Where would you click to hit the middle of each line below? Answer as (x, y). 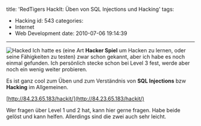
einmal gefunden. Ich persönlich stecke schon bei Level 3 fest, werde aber (98, 63)
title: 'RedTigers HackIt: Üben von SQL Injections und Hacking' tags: (90, 9)
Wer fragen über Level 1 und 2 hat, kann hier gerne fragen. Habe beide (93, 110)
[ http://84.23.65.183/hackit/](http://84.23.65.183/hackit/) (75, 99)
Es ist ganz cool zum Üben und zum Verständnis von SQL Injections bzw (96, 81)
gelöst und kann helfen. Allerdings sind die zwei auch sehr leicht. (86, 116)
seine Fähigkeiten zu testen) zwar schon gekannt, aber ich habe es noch (96, 57)
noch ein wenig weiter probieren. (47, 69)
